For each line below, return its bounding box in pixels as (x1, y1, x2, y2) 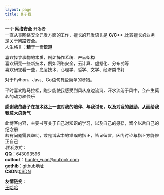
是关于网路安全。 (5, 38, 40, 44)
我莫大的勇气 (5, 110, 31, 116)
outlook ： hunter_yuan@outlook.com (5, 156, 79, 162)
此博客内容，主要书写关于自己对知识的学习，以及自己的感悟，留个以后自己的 (5, 120, 159, 126)
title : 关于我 (5, 12, 32, 17)
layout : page (5, 7, 32, 12)
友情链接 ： (5, 178, 27, 184)
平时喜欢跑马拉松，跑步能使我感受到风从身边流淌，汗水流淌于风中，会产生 (5, 87, 155, 93)
